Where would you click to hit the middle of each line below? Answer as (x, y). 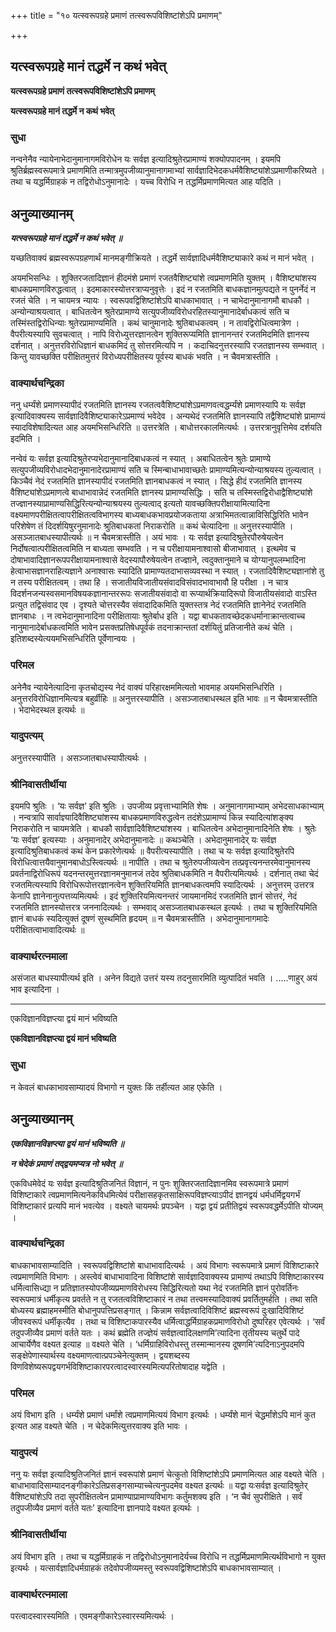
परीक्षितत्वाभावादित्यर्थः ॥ (47, 930)
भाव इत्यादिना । (35, 989)
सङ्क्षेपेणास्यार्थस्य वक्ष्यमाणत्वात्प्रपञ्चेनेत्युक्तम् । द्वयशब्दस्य (100, 1355)
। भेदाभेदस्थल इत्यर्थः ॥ (47, 709)
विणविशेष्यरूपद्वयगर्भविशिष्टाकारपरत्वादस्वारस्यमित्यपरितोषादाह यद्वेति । (118, 1366)
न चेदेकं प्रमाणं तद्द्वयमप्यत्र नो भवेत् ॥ (66, 1163)
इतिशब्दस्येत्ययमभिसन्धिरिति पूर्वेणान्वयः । (73, 639)
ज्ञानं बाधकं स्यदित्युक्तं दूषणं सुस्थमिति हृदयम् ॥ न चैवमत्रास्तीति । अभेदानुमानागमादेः (140, 919)
